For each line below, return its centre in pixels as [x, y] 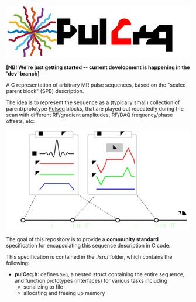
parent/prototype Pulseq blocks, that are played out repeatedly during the [95, 109]
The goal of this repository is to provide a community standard [82, 239]
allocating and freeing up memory [64, 293]
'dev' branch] [23, 73]
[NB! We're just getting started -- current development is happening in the [98, 67]
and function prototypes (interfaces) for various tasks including [91, 280]
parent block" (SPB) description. [45, 91]
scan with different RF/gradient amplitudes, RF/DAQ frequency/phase [90, 115]
